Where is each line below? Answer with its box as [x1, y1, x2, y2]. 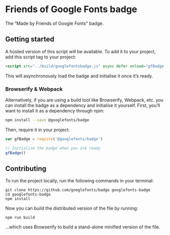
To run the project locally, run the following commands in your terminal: [5, 178, 154, 184]
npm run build [5, 215, 35, 220]
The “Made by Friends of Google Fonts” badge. [5, 20, 104, 26]
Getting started [5, 35, 55, 44]
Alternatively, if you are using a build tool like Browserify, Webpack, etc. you [5, 97, 163, 103]
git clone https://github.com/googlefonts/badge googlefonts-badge [5, 187, 151, 193]
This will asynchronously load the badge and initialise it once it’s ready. [5, 72, 153, 79]
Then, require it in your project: [5, 127, 70, 133]
